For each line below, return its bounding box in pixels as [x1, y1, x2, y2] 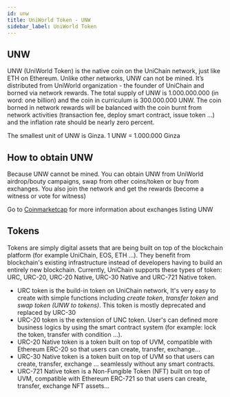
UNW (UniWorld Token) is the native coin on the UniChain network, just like [7, 67, 220, 75]
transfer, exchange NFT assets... [17, 381, 110, 390]
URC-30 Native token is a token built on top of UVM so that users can [17, 352, 215, 360]
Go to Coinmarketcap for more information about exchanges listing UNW [7, 205, 213, 213]
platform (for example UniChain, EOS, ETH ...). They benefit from [7, 251, 191, 259]
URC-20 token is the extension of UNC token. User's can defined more [17, 316, 218, 324]
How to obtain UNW [7, 151, 94, 163]
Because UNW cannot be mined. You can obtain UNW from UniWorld [7, 170, 204, 178]
